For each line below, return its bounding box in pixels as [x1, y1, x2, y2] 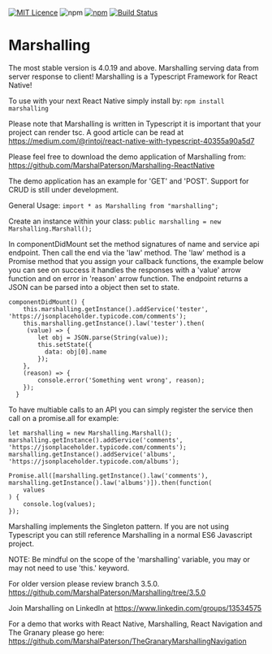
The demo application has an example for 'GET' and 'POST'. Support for [8, 175, 249, 186]
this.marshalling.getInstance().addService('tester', [23, 305, 209, 313]
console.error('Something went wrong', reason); [37, 376, 205, 384]
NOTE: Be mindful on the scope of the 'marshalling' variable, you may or [8, 554, 250, 564]
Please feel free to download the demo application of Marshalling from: [8, 151, 246, 162]
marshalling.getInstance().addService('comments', [8, 435, 183, 444]
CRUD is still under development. [8, 184, 119, 194]
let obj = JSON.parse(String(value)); [37, 333, 169, 341]
